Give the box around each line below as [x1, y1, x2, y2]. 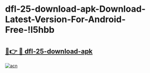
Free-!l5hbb [5, 24, 55, 35]
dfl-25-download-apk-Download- [5, 3, 146, 15]
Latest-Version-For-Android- [5, 14, 126, 25]
